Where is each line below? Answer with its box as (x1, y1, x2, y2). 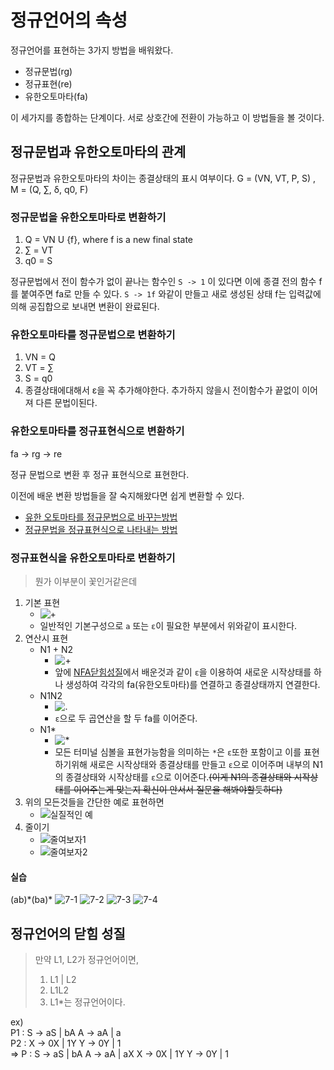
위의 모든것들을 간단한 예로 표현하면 (24, 796, 165, 808)
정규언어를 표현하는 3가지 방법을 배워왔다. (10, 44, 174, 56)
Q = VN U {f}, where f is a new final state (24, 234, 194, 246)
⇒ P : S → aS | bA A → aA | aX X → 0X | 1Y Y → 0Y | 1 (10, 1047, 229, 1060)
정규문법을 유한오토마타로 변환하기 (10, 210, 167, 224)
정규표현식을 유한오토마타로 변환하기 (10, 551, 176, 565)
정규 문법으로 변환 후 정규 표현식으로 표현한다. (10, 468, 190, 480)
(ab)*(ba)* (10, 894, 53, 906)
